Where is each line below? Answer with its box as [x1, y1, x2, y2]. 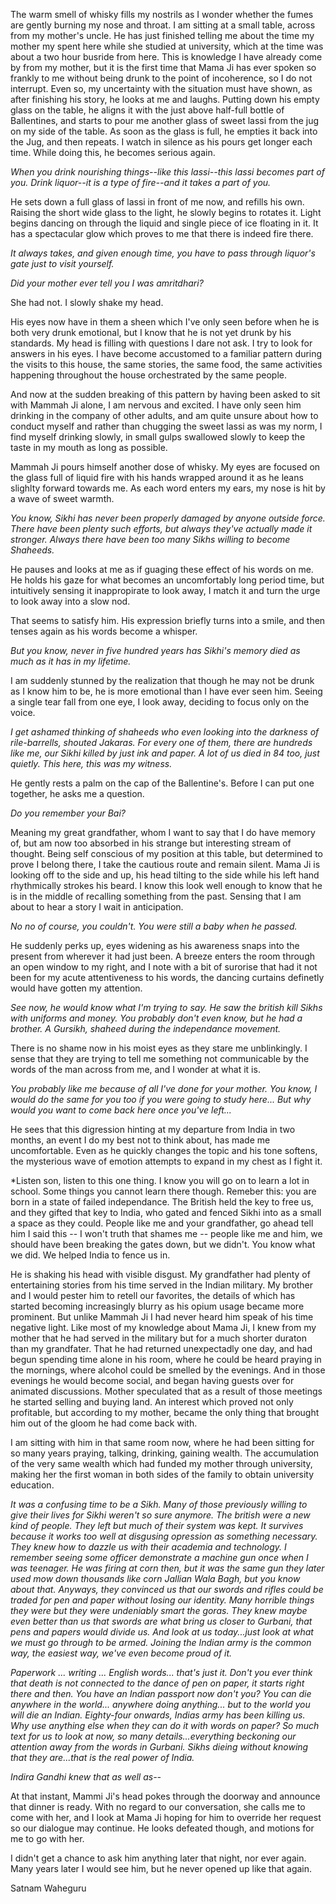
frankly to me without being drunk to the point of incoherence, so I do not [10, 72, 313, 84]
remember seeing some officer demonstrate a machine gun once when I [10, 1552, 309, 1563]
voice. [10, 707, 36, 718]
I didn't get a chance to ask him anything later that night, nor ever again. [10, 1852, 307, 1864]
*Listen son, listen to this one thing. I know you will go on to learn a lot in [10, 1175, 310, 1186]
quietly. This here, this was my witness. [10, 758, 173, 769]
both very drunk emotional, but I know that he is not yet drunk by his [10, 327, 292, 338]
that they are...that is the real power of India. [10, 1752, 195, 1763]
